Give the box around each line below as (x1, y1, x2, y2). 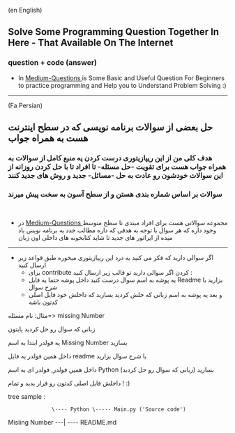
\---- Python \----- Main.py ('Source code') (52, 406, 187, 413)
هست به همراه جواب (8, 132, 89, 144)
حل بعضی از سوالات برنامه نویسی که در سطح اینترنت (8, 121, 213, 133)
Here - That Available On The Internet (8, 37, 174, 49)
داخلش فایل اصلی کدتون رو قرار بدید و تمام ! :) (8, 379, 130, 388)
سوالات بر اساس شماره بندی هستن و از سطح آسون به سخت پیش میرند (8, 189, 222, 199)
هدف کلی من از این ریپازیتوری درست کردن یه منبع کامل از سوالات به (8, 153, 213, 162)
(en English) (8, 6, 43, 14)
